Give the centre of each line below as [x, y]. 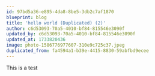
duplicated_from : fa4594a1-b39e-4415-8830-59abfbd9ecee [77, 51]
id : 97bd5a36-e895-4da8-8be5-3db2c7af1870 [60, 12]
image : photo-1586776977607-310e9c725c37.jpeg [65, 45]
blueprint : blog [26, 17]
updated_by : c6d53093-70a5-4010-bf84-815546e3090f [71, 34]
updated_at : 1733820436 [36, 39]
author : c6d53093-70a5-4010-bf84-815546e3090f [65, 28]
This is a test [22, 68]
